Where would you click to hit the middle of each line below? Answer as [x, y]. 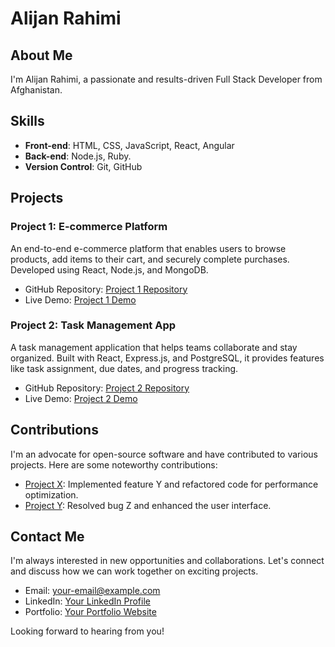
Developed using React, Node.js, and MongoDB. [109, 269]
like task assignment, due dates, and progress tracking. [124, 368]
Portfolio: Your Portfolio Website [90, 612]
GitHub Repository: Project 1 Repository [106, 289]
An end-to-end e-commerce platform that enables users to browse [148, 248]
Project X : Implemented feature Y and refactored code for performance [171, 484]
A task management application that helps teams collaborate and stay [154, 347]
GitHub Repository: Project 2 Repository [107, 388]
